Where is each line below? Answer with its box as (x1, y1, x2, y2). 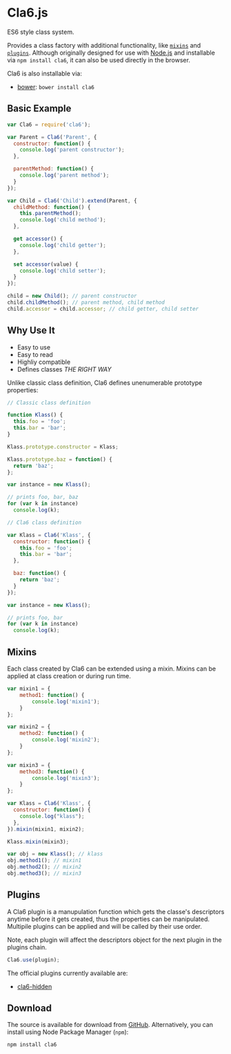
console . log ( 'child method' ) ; (19, 217, 107, 224)
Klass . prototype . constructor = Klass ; (7, 443, 119, 451)
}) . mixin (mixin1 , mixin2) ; (7, 826, 85, 833)
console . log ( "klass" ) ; (19, 812, 85, 819)
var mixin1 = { (7, 685, 51, 692)
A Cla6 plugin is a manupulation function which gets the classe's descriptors (7, 907, 225, 916)
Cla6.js (7, 5, 48, 21)
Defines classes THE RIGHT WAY (17, 365, 112, 373)
